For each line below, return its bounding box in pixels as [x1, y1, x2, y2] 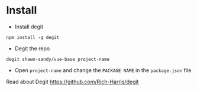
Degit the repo [14, 45, 50, 52]
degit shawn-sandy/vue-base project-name [6, 56, 110, 62]
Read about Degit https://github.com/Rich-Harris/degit [6, 78, 139, 85]
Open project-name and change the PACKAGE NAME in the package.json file [14, 66, 192, 74]
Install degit [14, 23, 43, 30]
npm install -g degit [6, 34, 60, 40]
